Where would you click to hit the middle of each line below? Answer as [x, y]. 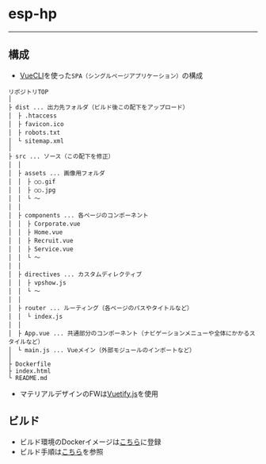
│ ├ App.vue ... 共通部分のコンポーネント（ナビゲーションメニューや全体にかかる [129, 333]
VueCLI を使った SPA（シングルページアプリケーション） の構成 [111, 75]
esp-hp [33, 14]
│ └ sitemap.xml [36, 141]
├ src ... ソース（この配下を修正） [61, 156]
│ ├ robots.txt [34, 132]
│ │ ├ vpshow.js [37, 282]
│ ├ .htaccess [32, 116]
